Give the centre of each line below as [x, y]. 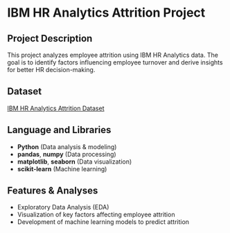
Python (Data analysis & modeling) [67, 146]
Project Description [50, 38]
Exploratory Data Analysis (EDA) [63, 207]
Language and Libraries [59, 130]
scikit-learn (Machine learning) [62, 169]
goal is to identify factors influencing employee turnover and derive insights [115, 62]
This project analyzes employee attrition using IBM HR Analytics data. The [113, 55]
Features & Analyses [53, 191]
